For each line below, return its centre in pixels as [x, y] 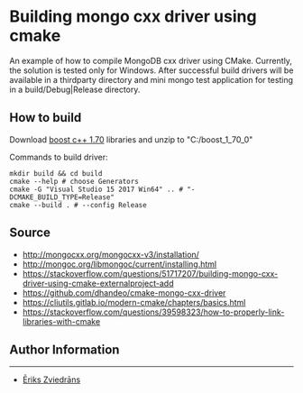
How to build [46, 118]
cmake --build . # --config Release [78, 205]
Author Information [64, 349]
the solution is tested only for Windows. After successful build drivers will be [151, 70]
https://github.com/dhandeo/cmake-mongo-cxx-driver [124, 292]
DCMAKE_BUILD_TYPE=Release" [62, 197]
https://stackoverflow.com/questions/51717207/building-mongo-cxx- [150, 273]
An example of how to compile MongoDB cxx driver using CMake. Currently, [151, 60]
